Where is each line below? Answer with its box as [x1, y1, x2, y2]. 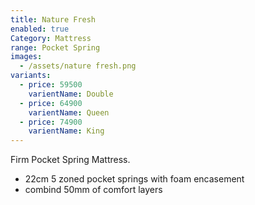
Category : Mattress [10, 33, 92, 43]
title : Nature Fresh [10, 14, 97, 25]
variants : [10, 71, 52, 81]
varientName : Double [28, 89, 114, 99]
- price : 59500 [19, 80, 83, 90]
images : [10, 52, 43, 62]
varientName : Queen [28, 107, 110, 118]
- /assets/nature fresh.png [19, 61, 137, 71]
